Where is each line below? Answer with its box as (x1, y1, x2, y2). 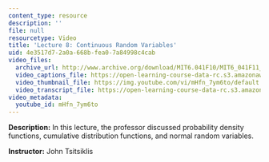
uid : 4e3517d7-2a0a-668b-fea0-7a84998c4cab (8, 49, 156, 57)
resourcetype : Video (8, 34, 78, 42)
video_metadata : (8, 93, 62, 101)
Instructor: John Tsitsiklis (8, 147, 94, 156)
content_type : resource (8, 11, 88, 20)
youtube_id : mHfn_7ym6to (15, 101, 98, 109)
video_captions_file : (15, 71, 88, 79)
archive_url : (15, 64, 59, 72)
